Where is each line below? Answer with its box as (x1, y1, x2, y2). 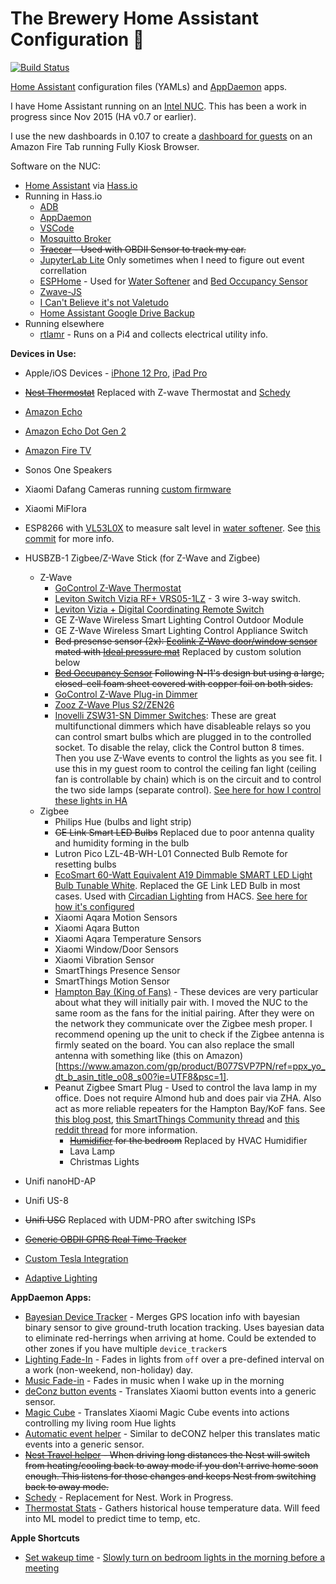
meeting (24, 1562, 60, 1574)
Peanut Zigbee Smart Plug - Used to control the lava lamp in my (54, 1081, 318, 1093)
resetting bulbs (54, 858, 117, 870)
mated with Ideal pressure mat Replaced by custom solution (54, 645, 302, 657)
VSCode (39, 222, 75, 234)
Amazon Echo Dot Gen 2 (24, 425, 127, 437)
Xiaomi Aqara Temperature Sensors (54, 932, 202, 944)
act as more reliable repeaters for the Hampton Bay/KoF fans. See (54, 1102, 326, 1114)
